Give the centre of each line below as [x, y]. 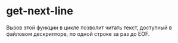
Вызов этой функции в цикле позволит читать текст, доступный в [89, 27]
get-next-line [40, 11]
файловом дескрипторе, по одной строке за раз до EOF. [78, 33]
